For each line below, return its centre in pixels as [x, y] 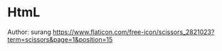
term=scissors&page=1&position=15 [60, 39]
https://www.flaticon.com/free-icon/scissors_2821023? [134, 32]
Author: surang [30, 32]
